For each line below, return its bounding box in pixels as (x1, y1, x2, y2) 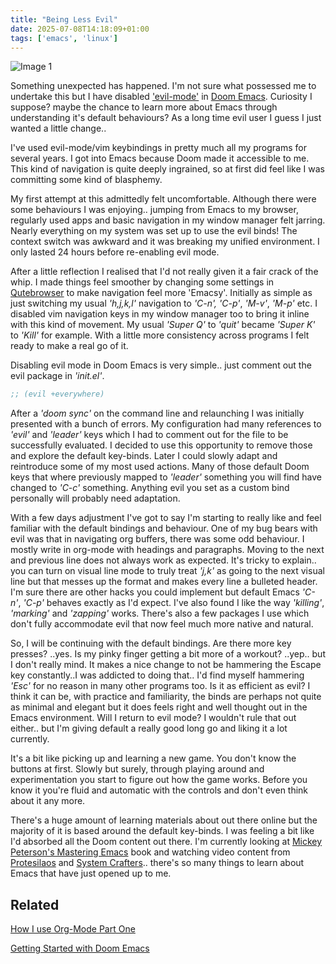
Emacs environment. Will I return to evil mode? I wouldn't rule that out (10, 712, 297, 724)
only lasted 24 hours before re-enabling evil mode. (10, 246, 220, 258)
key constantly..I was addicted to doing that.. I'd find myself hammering (10, 669, 305, 681)
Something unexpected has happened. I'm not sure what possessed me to (10, 80, 317, 92)
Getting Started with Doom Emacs (10, 942, 150, 955)
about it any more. (10, 795, 86, 807)
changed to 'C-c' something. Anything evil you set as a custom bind (10, 482, 290, 494)
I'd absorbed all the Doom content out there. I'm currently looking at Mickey (10, 836, 323, 848)
